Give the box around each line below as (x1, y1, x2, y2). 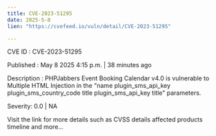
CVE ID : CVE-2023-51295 (7, 47, 82, 56)
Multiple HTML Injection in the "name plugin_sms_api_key (7, 82, 171, 90)
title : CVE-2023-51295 (7, 10, 72, 17)
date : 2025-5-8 (7, 16, 51, 23)
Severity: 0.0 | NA (7, 102, 57, 111)
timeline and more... (7, 123, 64, 131)
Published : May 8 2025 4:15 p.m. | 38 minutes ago (7, 61, 152, 69)
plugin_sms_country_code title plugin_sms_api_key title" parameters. (7, 89, 202, 97)
